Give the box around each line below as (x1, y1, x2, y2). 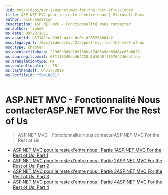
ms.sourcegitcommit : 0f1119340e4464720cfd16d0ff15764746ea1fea (5, 54, 140, 59)
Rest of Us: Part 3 (12, 173, 49, 179)
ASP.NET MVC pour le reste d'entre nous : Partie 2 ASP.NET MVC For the (12, 157, 163, 163)
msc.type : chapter (5, 45, 44, 50)
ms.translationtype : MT (5, 59, 55, 64)
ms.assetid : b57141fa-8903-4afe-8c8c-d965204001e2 (5, 36, 113, 41)
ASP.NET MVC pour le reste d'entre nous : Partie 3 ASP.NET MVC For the (12, 168, 163, 174)
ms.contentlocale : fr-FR (5, 63, 57, 68)
